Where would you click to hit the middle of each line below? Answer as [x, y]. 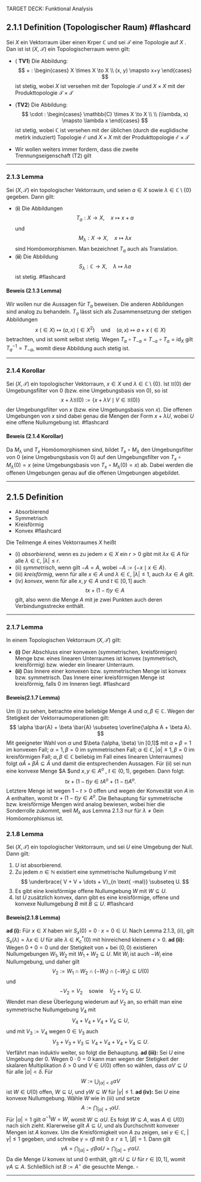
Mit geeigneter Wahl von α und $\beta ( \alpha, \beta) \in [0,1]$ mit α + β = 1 [99, 743]
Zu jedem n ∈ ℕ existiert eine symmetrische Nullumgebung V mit [95, 872]
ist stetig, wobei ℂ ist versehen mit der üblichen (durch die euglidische [101, 130]
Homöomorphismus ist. [35, 818]
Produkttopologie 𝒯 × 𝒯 [44, 93]
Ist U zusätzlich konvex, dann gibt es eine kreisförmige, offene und [97, 898]
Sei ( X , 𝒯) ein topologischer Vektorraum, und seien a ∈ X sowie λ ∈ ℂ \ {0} [99, 190]
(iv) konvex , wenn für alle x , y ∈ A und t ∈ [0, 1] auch [80, 581]
